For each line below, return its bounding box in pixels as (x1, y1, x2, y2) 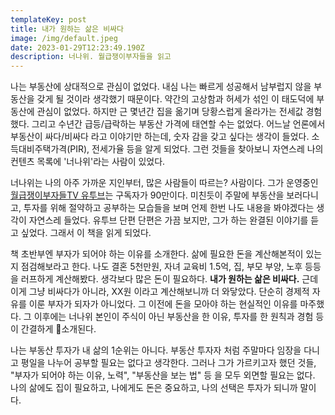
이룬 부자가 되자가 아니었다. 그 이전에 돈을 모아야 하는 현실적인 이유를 (28, 298, 298, 310)
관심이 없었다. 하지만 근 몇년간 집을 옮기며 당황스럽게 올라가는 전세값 (36, 106, 304, 118)
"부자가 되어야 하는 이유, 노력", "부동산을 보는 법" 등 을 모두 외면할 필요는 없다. (10, 369, 316, 381)
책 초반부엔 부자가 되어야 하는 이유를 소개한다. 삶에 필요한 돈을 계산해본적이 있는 (10, 248, 323, 260)
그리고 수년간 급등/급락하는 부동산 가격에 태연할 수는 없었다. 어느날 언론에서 (31, 118, 326, 130)
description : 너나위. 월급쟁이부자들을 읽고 (10, 52, 172, 62)
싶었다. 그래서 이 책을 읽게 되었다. (20, 227, 152, 239)
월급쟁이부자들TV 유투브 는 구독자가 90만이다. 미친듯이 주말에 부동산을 (10, 189, 285, 201)
